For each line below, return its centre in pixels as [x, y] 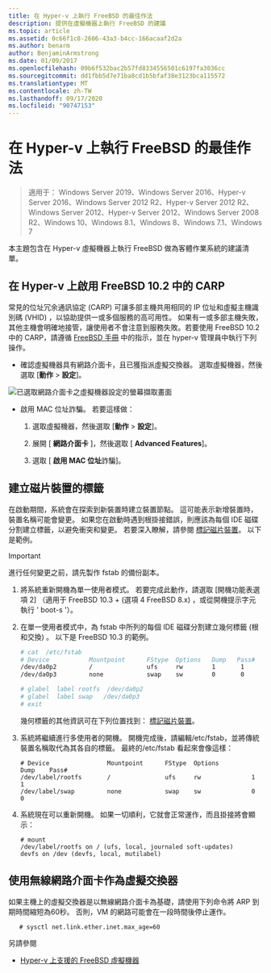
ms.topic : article [39, 31]
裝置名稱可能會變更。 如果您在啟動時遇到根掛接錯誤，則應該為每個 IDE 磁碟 [134, 519]
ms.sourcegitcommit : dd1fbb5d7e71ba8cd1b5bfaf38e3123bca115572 [117, 76]
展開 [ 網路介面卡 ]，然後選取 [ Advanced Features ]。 [122, 443]
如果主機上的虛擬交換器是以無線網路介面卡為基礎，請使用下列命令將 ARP [129, 901]
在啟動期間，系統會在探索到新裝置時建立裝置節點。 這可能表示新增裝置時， [133, 509]
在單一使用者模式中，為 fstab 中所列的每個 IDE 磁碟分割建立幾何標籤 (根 [140, 627]
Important [25, 555]
